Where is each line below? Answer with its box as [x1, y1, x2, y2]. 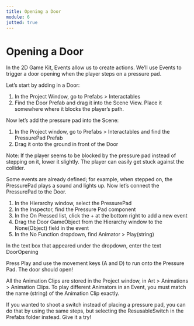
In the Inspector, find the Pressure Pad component [14, 206, 136, 213]
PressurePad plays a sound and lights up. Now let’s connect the [6, 182, 160, 189]
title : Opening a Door [6, 8, 61, 15]
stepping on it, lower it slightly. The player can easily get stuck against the [6, 158, 184, 165]
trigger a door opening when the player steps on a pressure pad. [6, 70, 162, 77]
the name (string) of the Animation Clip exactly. [6, 290, 120, 297]
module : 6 [6, 14, 30, 20]
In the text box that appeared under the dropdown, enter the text [6, 242, 162, 249]
